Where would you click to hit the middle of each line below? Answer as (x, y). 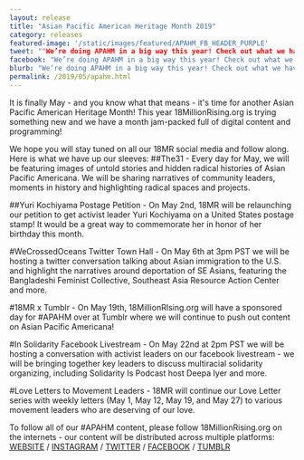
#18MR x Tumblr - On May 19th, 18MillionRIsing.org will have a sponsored (146, 307)
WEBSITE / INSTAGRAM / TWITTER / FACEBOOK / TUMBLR (120, 446)
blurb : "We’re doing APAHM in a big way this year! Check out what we (145, 69)
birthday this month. (47, 234)
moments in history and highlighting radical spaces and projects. (130, 187)
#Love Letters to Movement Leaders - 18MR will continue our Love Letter (145, 390)
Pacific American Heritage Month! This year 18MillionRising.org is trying (143, 112)
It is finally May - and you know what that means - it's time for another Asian (152, 102)
